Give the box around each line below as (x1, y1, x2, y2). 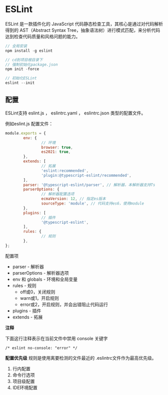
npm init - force (5, 67, 39, 72)
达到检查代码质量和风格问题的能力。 (5, 33, 80, 39)
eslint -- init (5, 81, 35, 86)
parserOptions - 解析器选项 (12, 270, 69, 276)
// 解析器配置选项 (41, 191, 74, 197)
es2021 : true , (41, 150, 71, 155)
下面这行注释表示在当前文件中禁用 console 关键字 (5, 335, 108, 341)
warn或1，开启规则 (20, 295, 59, 301)
